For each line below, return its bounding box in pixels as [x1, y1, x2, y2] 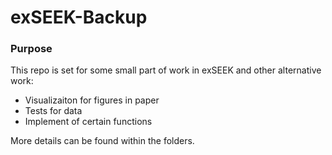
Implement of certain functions [24, 116, 153, 128]
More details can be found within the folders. [10, 135, 195, 147]
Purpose [10, 42, 53, 56]
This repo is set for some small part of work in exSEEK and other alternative [10, 64, 322, 76]
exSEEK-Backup [10, 6, 148, 29]
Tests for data [24, 105, 83, 117]
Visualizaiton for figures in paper [24, 94, 160, 106]
